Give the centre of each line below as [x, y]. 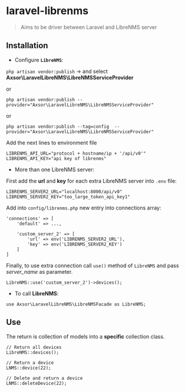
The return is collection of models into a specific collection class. [85, 336]
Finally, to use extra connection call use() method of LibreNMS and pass [92, 265]
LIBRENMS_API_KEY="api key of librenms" [57, 158]
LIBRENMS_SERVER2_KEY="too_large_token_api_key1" [68, 197]
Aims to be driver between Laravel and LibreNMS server [89, 27]
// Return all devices [34, 347]
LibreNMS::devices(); [33, 352]
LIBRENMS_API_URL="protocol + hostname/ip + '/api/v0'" [76, 153]
